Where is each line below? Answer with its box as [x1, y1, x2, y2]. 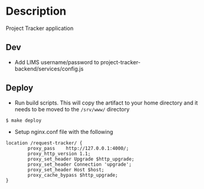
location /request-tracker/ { [5, 139, 83, 146]
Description [5, 4, 67, 18]
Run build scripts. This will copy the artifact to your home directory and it [14, 99, 198, 106]
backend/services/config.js [14, 65, 84, 72]
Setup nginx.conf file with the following [14, 128, 114, 135]
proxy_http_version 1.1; [27, 150, 91, 157]
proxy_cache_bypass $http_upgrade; [27, 172, 118, 178]
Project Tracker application [5, 24, 74, 32]
